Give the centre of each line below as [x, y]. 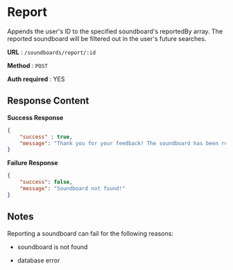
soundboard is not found [52, 246]
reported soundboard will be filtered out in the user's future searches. [107, 38]
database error [38, 260]
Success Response [35, 117]
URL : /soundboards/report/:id [51, 52]
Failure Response [33, 163]
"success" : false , [46, 182]
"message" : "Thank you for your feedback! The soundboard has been [119, 143]
